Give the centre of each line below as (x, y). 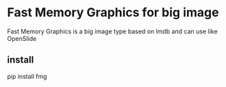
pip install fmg (27, 76)
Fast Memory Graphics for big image (113, 13)
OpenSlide (22, 38)
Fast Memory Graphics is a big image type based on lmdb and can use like (112, 31)
